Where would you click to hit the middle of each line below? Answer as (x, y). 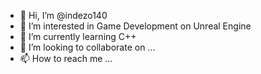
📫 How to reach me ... (66, 58)
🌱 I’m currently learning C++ (78, 36)
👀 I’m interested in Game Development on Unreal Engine (135, 26)
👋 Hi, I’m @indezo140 (63, 15)
